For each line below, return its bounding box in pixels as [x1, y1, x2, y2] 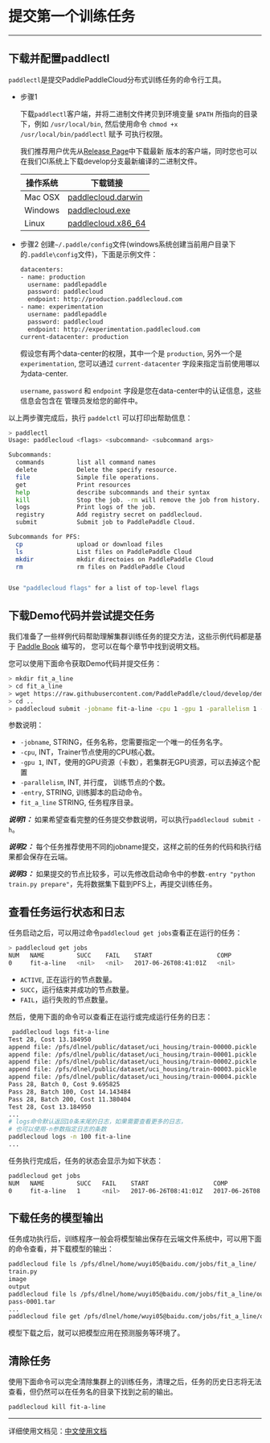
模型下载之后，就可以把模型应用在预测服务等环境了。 [8, 1328, 185, 1338]
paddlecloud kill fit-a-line [8, 1403, 106, 1412]
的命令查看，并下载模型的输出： [8, 1244, 114, 1254]
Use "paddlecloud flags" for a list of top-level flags [8, 585, 199, 593]
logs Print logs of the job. [15, 503, 157, 511]
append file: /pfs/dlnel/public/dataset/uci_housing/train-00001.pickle [8, 1050, 257, 1059]
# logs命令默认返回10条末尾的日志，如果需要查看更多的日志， [8, 1118, 187, 1126]
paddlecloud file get [8, 1313, 81, 1321]
